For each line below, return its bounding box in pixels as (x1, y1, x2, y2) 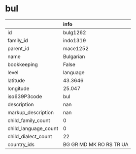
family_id (7, 37, 28, 44)
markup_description (7, 109, 54, 116)
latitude (7, 77, 25, 84)
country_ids (7, 141, 34, 148)
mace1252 (63, 45, 89, 52)
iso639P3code (7, 93, 42, 100)
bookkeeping (7, 61, 38, 68)
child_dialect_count (7, 133, 52, 140)
